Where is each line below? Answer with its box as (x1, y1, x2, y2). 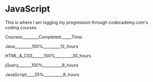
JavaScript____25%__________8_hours (5, 71, 80, 77)
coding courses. (5, 24, 38, 30)
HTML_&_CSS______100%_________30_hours (5, 52, 91, 59)
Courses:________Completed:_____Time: (5, 34, 83, 40)
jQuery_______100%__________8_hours (5, 62, 79, 68)
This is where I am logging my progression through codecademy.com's (5, 19, 148, 25)
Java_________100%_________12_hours (5, 43, 79, 49)
